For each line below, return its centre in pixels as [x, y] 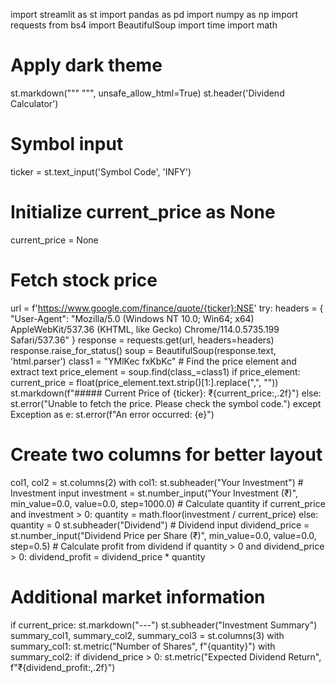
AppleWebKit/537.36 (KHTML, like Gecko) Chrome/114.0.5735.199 [145, 329]
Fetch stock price [84, 280]
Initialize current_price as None [143, 212]
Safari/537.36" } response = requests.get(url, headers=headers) [142, 340]
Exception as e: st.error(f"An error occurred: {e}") [112, 414]
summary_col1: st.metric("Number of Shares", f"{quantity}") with [143, 646]
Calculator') [34, 103]
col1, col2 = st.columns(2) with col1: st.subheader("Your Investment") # [157, 482]
